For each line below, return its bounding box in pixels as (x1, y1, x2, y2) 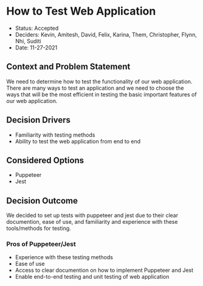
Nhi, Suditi (15, 37, 41, 45)
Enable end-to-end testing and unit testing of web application (15, 273, 170, 281)
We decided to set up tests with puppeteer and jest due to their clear (6, 212, 178, 219)
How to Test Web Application (6, 4, 156, 18)
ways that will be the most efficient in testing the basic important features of (6, 90, 197, 98)
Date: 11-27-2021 (15, 44, 58, 51)
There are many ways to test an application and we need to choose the (6, 84, 184, 91)
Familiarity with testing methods (15, 131, 95, 138)
